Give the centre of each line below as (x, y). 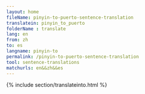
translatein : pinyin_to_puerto (46, 23)
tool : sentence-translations (43, 62)
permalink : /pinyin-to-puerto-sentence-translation (72, 57)
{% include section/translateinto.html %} (57, 85)
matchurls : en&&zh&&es (35, 68)
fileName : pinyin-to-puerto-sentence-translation (70, 17)
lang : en (17, 34)
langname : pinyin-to (32, 51)
